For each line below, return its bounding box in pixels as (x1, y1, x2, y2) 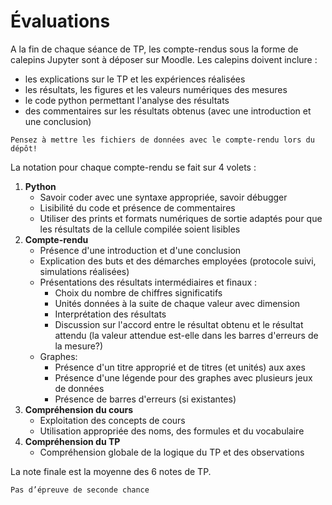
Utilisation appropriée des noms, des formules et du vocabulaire (39, 425, 305, 437)
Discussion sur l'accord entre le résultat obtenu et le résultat (54, 318, 304, 330)
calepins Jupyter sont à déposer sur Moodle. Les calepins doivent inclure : (10, 53, 318, 65)
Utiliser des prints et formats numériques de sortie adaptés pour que (39, 212, 323, 224)
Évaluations (10, 10, 111, 33)
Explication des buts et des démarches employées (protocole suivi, (39, 255, 317, 267)
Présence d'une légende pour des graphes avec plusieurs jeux (54, 371, 313, 384)
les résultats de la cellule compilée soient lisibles (39, 223, 241, 235)
